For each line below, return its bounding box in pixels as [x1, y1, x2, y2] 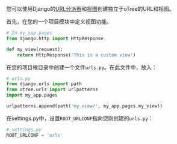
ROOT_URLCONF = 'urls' [6, 132, 63, 138]
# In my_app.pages [6, 30, 52, 36]
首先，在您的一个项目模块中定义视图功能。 [6, 18, 112, 25]
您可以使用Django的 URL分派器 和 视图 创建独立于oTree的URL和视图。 [6, 5, 175, 12]
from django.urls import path [6, 81, 82, 87]
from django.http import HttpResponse [6, 35, 104, 41]
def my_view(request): [6, 46, 63, 52]
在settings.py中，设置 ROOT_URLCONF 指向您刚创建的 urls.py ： [6, 115, 154, 122]
